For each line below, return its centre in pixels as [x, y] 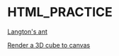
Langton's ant [27, 31]
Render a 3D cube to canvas [49, 45]
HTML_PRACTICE [60, 12]
